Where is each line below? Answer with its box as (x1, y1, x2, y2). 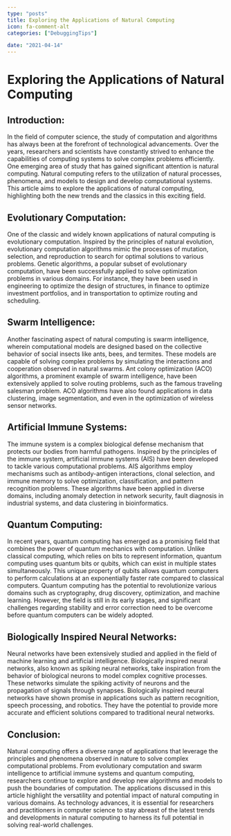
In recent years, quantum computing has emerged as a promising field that (7, 537, 220, 545)
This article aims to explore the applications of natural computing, (7, 185, 194, 193)
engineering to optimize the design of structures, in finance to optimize (7, 282, 210, 290)
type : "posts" (7, 10, 48, 17)
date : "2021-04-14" (7, 42, 64, 49)
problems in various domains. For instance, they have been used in (7, 274, 198, 282)
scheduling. (7, 296, 41, 305)
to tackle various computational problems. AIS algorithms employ (7, 462, 193, 470)
